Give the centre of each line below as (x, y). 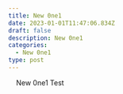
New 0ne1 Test (40, 82)
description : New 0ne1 (46, 38)
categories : (28, 45)
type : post (26, 61)
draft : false (30, 30)
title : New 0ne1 (35, 16)
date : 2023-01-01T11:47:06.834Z (61, 23)
